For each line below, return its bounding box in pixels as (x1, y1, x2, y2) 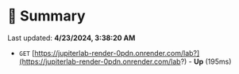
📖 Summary (7, 7, 86, 25)
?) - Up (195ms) (180, 57, 232, 66)
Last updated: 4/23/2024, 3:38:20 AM (7, 33, 136, 43)
